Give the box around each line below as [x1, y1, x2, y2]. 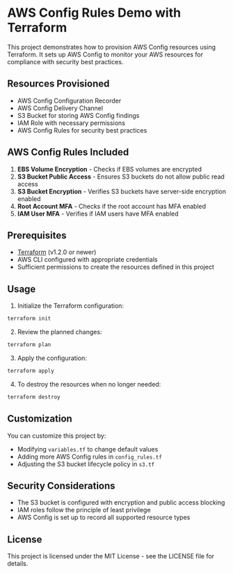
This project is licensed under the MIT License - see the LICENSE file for [7, 552, 214, 560]
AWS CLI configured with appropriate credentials [17, 255, 158, 264]
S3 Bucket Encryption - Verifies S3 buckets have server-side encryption [17, 187, 227, 195]
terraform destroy [7, 393, 61, 401]
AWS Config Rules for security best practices [17, 126, 147, 134]
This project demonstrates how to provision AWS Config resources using [7, 43, 216, 51]
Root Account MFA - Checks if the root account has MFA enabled [17, 202, 207, 210]
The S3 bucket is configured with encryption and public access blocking [17, 498, 225, 507]
